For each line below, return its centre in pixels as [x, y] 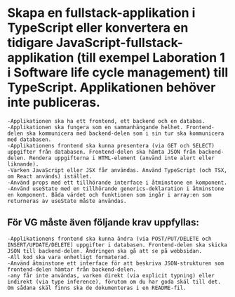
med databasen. [29, 139]
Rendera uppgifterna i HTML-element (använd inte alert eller [122, 158]
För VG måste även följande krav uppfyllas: [103, 223]
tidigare [31, 43]
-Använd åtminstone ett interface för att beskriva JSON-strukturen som [116, 263]
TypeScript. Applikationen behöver [112, 87]
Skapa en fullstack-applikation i [101, 13]
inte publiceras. [54, 103]
